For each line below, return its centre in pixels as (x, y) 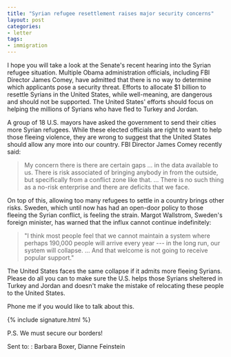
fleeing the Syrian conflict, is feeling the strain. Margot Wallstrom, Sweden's (115, 215)
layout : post (26, 20)
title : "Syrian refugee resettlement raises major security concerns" (111, 13)
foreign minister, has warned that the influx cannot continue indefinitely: (109, 222)
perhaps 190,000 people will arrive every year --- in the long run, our (122, 243)
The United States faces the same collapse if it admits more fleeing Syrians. (115, 271)
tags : (15, 39)
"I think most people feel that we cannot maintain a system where (117, 236)
